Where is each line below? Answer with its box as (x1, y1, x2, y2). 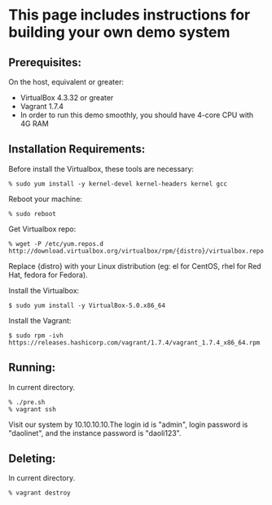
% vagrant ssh (8, 405, 57, 413)
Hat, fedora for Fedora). (8, 270, 88, 279)
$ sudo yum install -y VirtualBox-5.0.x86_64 (8, 301, 165, 310)
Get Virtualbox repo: (8, 224, 77, 234)
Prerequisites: (8, 55, 81, 69)
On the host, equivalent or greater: (8, 77, 125, 86)
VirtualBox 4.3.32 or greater (20, 93, 114, 103)
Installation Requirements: (8, 143, 146, 156)
